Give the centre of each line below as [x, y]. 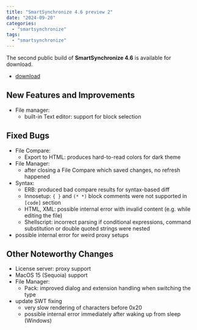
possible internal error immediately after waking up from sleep [102, 314]
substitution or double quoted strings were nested [87, 228]
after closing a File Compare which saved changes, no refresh [102, 170]
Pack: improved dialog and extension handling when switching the [107, 288]
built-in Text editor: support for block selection [83, 116]
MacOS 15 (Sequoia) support [51, 275]
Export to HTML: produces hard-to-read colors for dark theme [102, 157]
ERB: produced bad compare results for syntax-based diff [97, 189]
